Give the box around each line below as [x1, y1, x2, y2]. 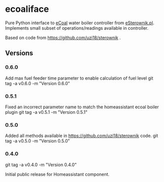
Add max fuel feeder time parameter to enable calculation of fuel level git [5, 75, 154, 81]
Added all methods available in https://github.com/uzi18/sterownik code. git [5, 133, 159, 139]
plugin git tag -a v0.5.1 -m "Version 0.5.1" [5, 109, 88, 115]
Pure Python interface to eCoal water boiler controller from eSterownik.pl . [5, 20, 155, 26]
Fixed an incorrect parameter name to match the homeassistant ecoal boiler [5, 104, 159, 110]
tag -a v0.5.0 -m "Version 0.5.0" [5, 138, 70, 144]
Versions [5, 49, 33, 57]
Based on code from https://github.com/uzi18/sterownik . [5, 35, 121, 41]
